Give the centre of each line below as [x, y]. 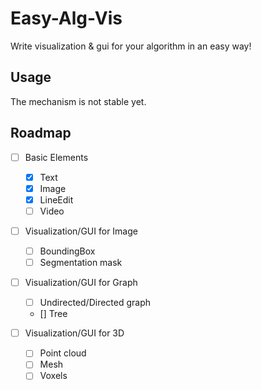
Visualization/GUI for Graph [81, 283]
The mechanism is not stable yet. [78, 101]
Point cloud [63, 353]
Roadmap [41, 133]
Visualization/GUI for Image [81, 231]
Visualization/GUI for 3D [74, 333]
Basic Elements [56, 157]
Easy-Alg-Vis [66, 18]
